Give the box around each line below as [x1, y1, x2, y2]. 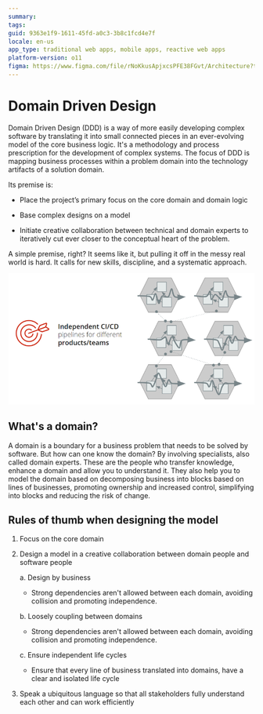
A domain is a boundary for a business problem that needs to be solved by [8, 440, 249, 450]
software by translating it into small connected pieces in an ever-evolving [8, 131, 244, 140]
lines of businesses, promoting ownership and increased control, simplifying [8, 483, 254, 492]
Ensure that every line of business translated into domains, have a [31, 665, 244, 675]
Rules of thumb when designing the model [8, 513, 219, 526]
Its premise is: [8, 180, 53, 189]
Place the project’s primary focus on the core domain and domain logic [19, 195, 248, 204]
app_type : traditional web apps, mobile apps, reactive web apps [8, 46, 225, 54]
